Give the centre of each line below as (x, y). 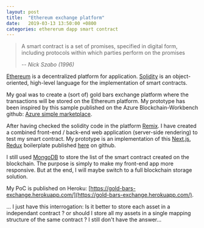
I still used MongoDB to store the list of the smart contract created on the (98, 157)
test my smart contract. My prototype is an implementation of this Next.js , (99, 139)
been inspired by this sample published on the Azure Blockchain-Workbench (102, 108)
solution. (17, 177)
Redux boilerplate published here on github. (61, 145)
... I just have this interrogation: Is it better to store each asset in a (88, 207)
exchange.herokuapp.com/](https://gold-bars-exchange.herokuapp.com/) (99, 195)
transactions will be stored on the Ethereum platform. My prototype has (96, 101)
